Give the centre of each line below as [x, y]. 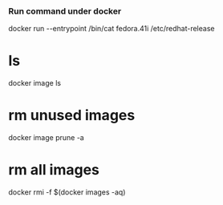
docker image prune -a [46, 138]
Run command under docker [65, 11]
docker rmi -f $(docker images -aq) [67, 192]
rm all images [54, 170]
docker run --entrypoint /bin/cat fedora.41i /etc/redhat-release [111, 29]
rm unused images [72, 116]
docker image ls [35, 83]
